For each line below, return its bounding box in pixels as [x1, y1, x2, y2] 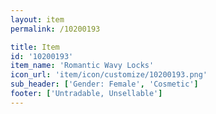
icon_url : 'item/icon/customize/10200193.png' [10, 70, 208, 80]
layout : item [10, 14, 65, 25]
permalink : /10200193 [10, 24, 101, 34]
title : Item [10, 42, 60, 52]
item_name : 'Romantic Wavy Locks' [10, 61, 155, 71]
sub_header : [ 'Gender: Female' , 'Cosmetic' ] [10, 79, 199, 90]
